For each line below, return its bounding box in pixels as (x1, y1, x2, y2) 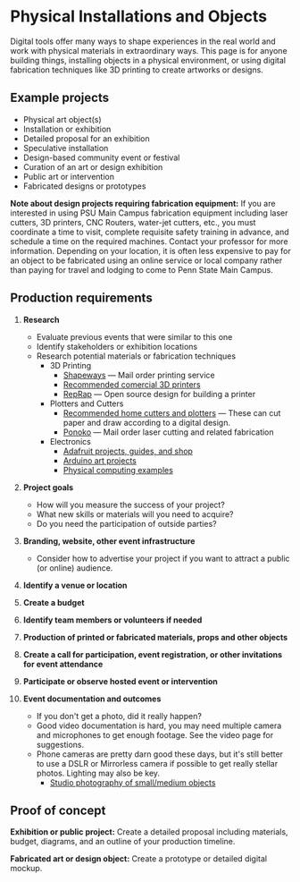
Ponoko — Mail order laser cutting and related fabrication (62, 427, 275, 437)
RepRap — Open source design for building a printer (62, 388, 256, 399)
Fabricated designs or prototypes (22, 181, 146, 191)
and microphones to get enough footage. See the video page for (36, 729, 274, 740)
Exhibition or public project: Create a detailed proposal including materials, (10, 827, 288, 837)
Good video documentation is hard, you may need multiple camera (36, 720, 282, 731)
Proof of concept (10, 802, 106, 818)
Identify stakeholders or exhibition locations (36, 341, 198, 352)
